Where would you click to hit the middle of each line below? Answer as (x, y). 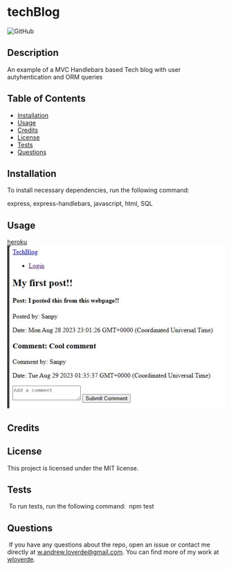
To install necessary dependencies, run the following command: (98, 190)
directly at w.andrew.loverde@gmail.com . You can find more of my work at (113, 552)
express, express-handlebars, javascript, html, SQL (80, 204)
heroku (17, 242)
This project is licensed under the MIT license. (73, 468)
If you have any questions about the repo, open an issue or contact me (110, 545)
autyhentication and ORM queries (55, 77)
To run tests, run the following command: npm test (81, 506)
